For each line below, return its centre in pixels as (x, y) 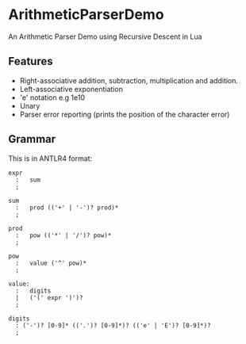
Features (31, 61)
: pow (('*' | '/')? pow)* (63, 235)
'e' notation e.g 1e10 (52, 97)
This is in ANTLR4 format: (50, 158)
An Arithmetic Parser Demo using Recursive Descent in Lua (105, 36)
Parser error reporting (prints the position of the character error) (125, 114)
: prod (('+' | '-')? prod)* (67, 208)
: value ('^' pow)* (51, 263)
